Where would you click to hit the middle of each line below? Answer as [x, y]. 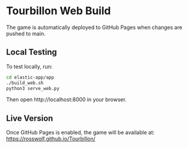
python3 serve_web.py [33, 88]
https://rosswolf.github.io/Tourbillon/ [51, 139]
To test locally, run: [29, 66]
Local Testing [32, 52]
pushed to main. [26, 33]
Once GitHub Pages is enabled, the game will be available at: [80, 133]
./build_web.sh [25, 83]
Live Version [30, 118]
